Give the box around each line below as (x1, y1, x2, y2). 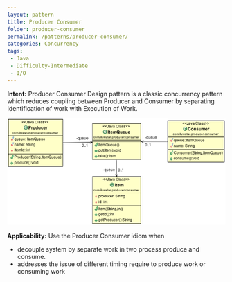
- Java (10, 55, 30, 62)
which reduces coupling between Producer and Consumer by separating (7, 97, 215, 105)
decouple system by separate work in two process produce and (17, 245, 199, 253)
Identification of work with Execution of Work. (7, 104, 138, 112)
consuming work (17, 267, 66, 275)
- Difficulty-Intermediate (10, 62, 89, 69)
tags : (7, 48, 23, 55)
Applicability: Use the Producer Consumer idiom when (7, 231, 165, 240)
